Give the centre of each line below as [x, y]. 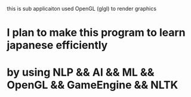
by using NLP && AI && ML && [81, 72]
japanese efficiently [57, 46]
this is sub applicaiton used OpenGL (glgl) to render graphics [82, 9]
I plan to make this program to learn [96, 33]
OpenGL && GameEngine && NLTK [93, 85]
